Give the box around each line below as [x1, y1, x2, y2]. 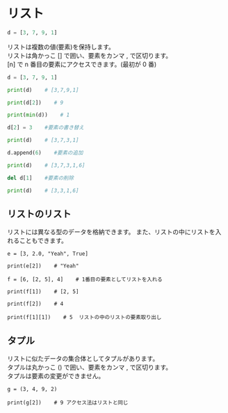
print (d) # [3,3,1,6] [7, 187, 79, 194]
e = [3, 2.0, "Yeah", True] [7, 251, 89, 258]
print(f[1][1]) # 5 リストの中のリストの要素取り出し [7, 314, 162, 321]
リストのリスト [7, 208, 72, 219]
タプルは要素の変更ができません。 [7, 372, 105, 380]
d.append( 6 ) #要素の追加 [7, 150, 83, 157]
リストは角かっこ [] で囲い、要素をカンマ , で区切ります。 [7, 51, 172, 59]
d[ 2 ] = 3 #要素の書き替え [7, 124, 85, 132]
